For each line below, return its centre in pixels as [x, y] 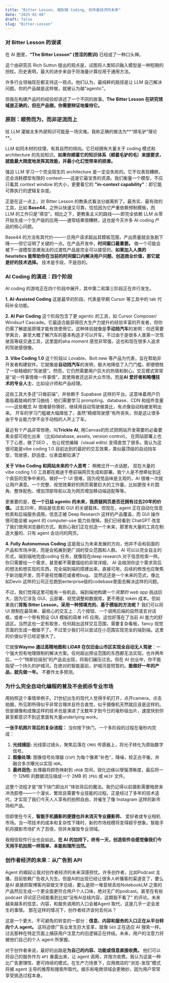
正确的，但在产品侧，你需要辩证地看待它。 [58, 105]
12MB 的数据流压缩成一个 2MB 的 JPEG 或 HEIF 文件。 [73, 776]
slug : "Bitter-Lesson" [29, 24]
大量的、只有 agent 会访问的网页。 [45, 533]
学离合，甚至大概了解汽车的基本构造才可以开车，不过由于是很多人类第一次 [82, 335]
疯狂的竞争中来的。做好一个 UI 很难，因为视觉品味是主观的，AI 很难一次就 [86, 478]
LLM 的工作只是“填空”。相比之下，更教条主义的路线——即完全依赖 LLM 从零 [84, 214]
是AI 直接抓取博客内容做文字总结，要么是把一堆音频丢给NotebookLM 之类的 [84, 885]
